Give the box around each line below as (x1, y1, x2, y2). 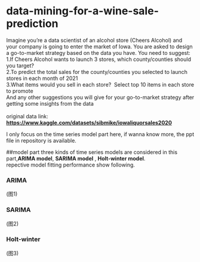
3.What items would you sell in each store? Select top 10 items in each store (6, 81, 195, 88)
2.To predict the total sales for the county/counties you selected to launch (6, 68, 188, 75)
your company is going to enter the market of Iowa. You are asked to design (6, 43, 193, 50)
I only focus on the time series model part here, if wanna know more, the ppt (6, 130, 195, 138)
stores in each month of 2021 (6, 75, 78, 82)
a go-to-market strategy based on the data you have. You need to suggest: (6, 49, 191, 56)
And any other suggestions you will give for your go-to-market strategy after (6, 94, 195, 101)
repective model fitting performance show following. (6, 161, 136, 168)
